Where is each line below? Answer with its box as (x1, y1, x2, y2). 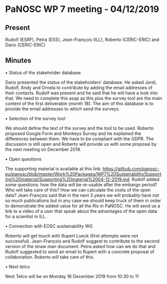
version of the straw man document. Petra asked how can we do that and (5, 243, 156, 249)
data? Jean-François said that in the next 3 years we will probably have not (5, 192, 160, 198)
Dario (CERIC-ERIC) (5, 42, 46, 48)
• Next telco (5, 264, 30, 270)
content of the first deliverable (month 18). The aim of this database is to (5, 100, 154, 106)
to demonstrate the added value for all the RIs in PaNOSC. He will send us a (5, 203, 161, 209)
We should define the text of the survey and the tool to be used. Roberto (5, 125, 154, 131)
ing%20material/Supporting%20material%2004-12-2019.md (5, 176, 130, 182)
